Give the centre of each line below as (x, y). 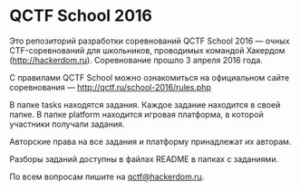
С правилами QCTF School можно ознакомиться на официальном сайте (150, 77)
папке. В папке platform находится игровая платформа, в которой (137, 114)
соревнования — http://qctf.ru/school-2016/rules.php (110, 87)
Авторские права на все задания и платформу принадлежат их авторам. (150, 141)
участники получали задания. (67, 124)
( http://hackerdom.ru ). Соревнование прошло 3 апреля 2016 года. (136, 60)
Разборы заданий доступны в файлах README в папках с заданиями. (144, 158)
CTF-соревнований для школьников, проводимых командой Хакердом (147, 50)
